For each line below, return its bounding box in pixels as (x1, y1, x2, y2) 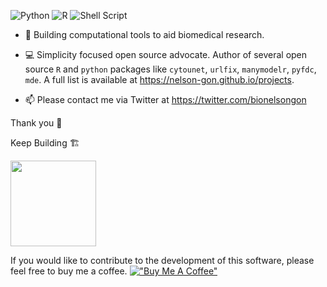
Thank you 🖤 (10, 117, 63, 129)
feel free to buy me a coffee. (10, 265, 128, 277)
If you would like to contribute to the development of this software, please (10, 255, 315, 266)
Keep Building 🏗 (10, 137, 80, 149)
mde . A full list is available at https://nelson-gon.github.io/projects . (24, 74, 295, 85)
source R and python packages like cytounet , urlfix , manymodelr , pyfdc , (24, 63, 317, 75)
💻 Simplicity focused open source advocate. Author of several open (24, 49, 308, 60)
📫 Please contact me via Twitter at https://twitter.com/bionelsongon (24, 94, 307, 105)
